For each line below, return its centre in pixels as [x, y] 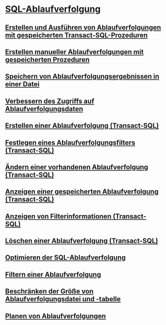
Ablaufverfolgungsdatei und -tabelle [63, 299]
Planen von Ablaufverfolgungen [55, 316]
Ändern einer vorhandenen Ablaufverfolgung [77, 167]
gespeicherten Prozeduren [48, 60]
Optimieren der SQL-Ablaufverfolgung [65, 258]
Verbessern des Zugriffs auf [50, 101]
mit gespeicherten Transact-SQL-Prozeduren [76, 35]
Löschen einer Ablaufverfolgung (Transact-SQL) [82, 241]
